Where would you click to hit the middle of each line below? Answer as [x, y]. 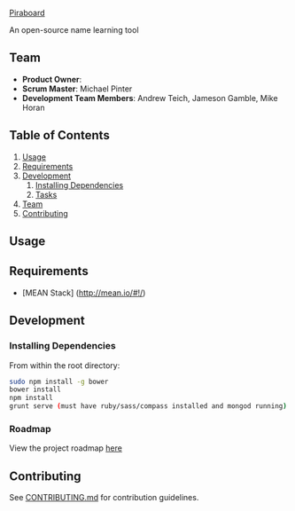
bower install [35, 389]
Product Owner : [52, 79]
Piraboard [27, 13]
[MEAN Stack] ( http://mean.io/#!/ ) [84, 293]
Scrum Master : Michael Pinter [77, 89]
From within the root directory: [65, 365]
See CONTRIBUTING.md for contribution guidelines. [104, 498]
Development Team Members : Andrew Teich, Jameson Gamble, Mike [150, 98]
